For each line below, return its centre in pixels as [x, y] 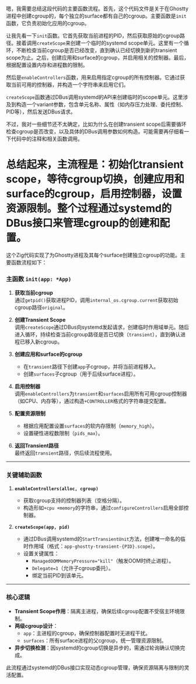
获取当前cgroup [34, 293]
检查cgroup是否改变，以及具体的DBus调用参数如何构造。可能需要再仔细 [92, 131]
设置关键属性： [41, 553]
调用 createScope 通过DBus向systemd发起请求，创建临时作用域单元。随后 [102, 327]
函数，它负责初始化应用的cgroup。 [48, 23]
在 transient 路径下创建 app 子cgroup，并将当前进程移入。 [91, 367]
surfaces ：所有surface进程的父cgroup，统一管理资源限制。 [95, 640]
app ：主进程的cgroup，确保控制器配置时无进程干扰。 [87, 633]
